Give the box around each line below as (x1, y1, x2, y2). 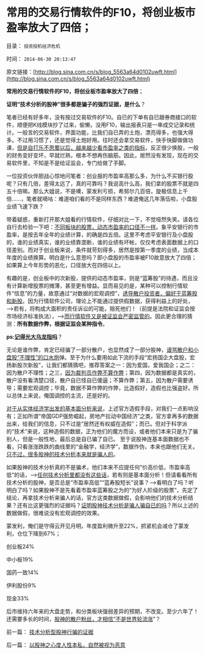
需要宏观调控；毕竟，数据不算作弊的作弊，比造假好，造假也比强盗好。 (16, 384, 193, 391)
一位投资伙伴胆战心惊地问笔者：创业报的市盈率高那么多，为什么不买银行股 (6, 172, 193, 179)
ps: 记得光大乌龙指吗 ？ (6, 333, 63, 340)
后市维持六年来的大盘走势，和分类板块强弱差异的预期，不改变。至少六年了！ (6, 608, 199, 615)
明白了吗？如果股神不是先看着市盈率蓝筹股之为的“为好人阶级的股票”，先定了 (6, 486, 198, 494)
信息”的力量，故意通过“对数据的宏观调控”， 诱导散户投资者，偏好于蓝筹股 (14, 289, 198, 296)
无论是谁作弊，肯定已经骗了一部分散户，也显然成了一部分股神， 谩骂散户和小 (6, 346, 199, 353)
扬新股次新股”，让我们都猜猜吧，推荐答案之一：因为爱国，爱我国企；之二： (6, 361, 196, 368)
